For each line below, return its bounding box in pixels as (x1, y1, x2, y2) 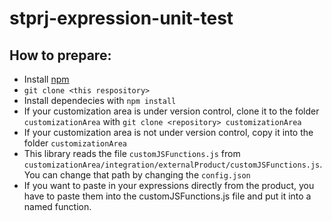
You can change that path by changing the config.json (23, 169, 251, 181)
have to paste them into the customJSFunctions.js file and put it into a (23, 190, 312, 202)
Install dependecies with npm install (23, 95, 177, 106)
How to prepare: (9, 47, 112, 64)
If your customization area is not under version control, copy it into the (23, 127, 314, 138)
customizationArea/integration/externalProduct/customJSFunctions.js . (23, 158, 323, 170)
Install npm (23, 73, 70, 85)
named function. (23, 201, 92, 212)
